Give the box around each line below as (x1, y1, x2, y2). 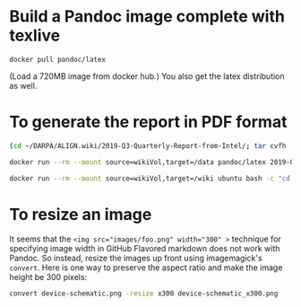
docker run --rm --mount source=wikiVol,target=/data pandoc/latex (9, 157, 267, 167)
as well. (9, 80, 38, 91)
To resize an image (9, 204, 152, 224)
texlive (9, 25, 61, 46)
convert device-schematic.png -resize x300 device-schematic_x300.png (9, 289, 279, 298)
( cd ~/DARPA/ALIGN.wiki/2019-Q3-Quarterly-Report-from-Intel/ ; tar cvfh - (9, 141, 295, 150)
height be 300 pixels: (9, 272, 88, 283)
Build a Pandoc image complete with (9, 6, 285, 27)
